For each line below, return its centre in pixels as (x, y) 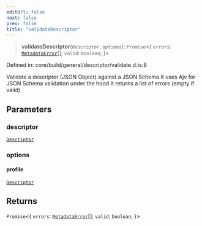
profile (15, 169)
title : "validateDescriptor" (43, 29)
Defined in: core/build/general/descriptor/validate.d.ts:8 (77, 65)
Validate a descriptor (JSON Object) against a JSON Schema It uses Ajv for (101, 77)
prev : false (21, 23)
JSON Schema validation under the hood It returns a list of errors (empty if (100, 84)
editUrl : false (26, 12)
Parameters (29, 109)
